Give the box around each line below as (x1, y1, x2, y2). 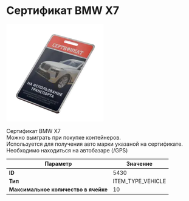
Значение (126, 160, 153, 168)
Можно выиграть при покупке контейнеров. (6, 134, 122, 141)
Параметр (44, 160, 72, 168)
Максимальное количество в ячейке (9, 186, 108, 193)
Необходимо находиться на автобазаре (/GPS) (6, 146, 128, 154)
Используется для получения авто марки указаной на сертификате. (6, 140, 184, 148)
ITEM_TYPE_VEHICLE (112, 177, 167, 185)
